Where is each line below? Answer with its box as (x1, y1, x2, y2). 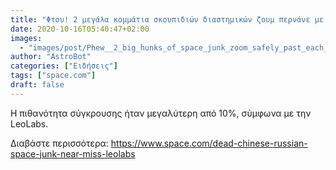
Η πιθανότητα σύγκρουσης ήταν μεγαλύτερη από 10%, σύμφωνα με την (10, 107, 312, 119)
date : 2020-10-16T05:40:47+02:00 (10, 24, 150, 34)
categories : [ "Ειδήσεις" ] (10, 61, 118, 71)
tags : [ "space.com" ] (10, 71, 97, 81)
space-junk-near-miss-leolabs (10, 147, 136, 160)
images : (10, 33, 43, 43)
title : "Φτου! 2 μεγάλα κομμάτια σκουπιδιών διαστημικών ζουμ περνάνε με (10, 14, 325, 25)
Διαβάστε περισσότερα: (10, 137, 109, 149)
